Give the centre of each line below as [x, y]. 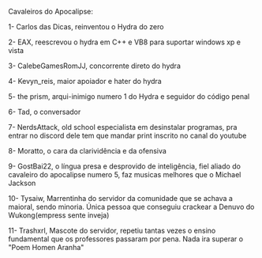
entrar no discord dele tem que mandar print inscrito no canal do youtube [127, 135]
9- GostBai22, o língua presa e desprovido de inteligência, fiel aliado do [124, 166]
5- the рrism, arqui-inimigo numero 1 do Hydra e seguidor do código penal [129, 97]
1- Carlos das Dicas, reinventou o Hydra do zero [86, 27]
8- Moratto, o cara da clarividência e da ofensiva [88, 151]
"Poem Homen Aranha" [46, 247]
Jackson [22, 183]
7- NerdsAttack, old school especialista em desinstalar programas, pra [123, 127]
